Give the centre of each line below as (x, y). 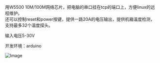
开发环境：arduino (23, 46)
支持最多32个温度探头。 (29, 25)
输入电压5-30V (20, 36)
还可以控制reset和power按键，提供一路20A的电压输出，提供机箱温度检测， (80, 19)
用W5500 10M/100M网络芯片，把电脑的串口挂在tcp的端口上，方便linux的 (78, 7)
